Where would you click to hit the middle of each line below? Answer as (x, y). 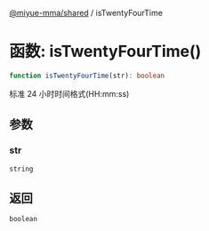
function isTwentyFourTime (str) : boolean (87, 76)
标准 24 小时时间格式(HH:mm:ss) (69, 93)
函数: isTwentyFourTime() (105, 52)
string (21, 169)
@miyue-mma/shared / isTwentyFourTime (86, 13)
